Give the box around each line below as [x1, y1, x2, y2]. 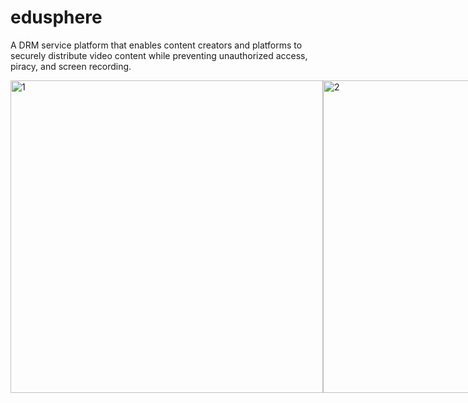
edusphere [10, 6, 103, 29]
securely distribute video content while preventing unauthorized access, [10, 49, 308, 61]
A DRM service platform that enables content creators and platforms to [10, 39, 303, 51]
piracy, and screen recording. [10, 60, 132, 72]
